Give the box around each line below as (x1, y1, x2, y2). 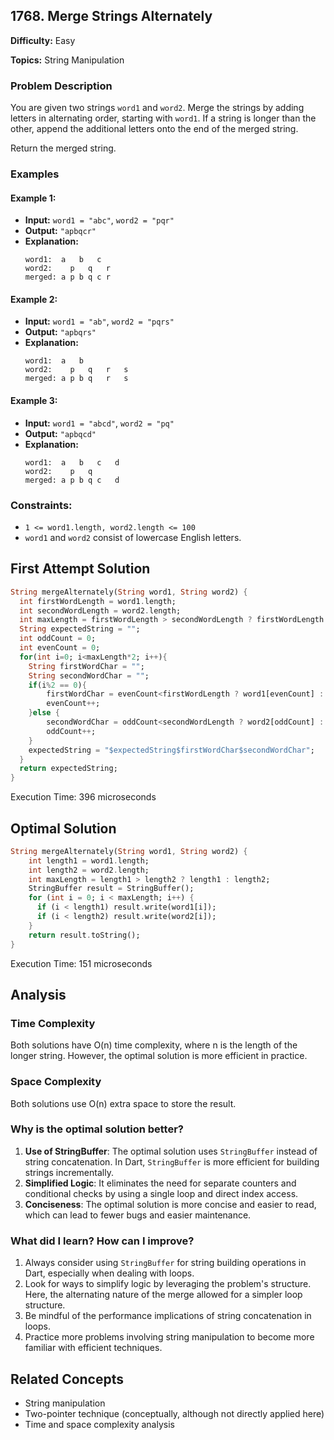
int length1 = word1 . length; (28, 855, 150, 866)
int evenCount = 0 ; (19, 643, 101, 653)
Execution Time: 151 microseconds (10, 957, 153, 969)
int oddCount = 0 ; (19, 634, 97, 644)
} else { (28, 708, 60, 718)
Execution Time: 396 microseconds (10, 791, 157, 803)
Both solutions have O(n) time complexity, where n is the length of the (10, 1039, 298, 1051)
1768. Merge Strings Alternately (10, 8, 213, 25)
